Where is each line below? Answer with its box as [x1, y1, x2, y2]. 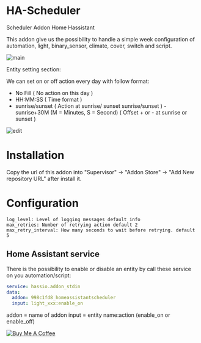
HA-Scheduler [6, 4, 81, 18]
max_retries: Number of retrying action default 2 [6, 222, 138, 228]
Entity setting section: [6, 65, 61, 73]
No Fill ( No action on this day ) [15, 89, 93, 96]
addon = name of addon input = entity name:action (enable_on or [6, 311, 170, 319]
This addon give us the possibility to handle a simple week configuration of [6, 35, 196, 43]
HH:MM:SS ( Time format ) [15, 96, 82, 103]
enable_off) [6, 318, 35, 325]
